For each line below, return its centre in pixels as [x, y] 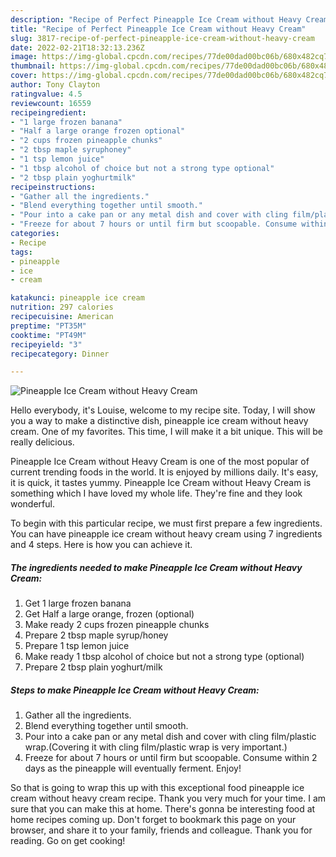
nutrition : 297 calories [62, 307]
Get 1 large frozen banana [78, 603]
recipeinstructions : [53, 187]
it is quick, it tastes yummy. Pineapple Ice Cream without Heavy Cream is [161, 483]
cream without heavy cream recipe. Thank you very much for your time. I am [168, 798]
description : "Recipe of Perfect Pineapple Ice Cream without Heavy [156, 19]
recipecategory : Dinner [60, 354]
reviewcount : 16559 [51, 103]
